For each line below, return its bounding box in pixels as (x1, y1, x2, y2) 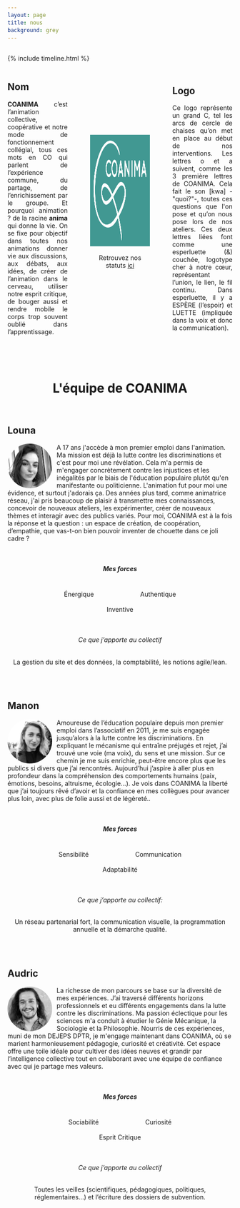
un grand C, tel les (172, 111, 234, 120)
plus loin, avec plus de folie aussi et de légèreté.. (7, 795, 151, 803)
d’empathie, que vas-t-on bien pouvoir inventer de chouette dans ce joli (7, 527, 219, 535)
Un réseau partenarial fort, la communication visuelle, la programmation (14, 917, 226, 926)
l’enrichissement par (7, 191, 68, 199)
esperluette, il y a (172, 293, 234, 302)
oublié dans (7, 320, 68, 328)
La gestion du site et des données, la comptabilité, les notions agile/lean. (13, 658, 227, 666)
